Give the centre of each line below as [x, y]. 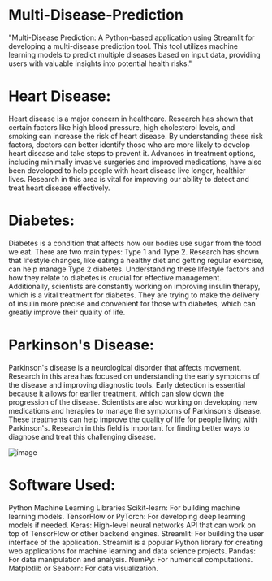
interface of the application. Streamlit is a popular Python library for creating [136, 542]
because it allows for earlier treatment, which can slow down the [117, 393]
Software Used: [62, 485]
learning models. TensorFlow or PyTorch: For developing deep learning [127, 516]
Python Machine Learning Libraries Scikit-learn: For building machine [124, 507]
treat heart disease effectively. [59, 188]
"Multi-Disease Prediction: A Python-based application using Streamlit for [132, 37]
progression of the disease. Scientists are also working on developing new [133, 402]
